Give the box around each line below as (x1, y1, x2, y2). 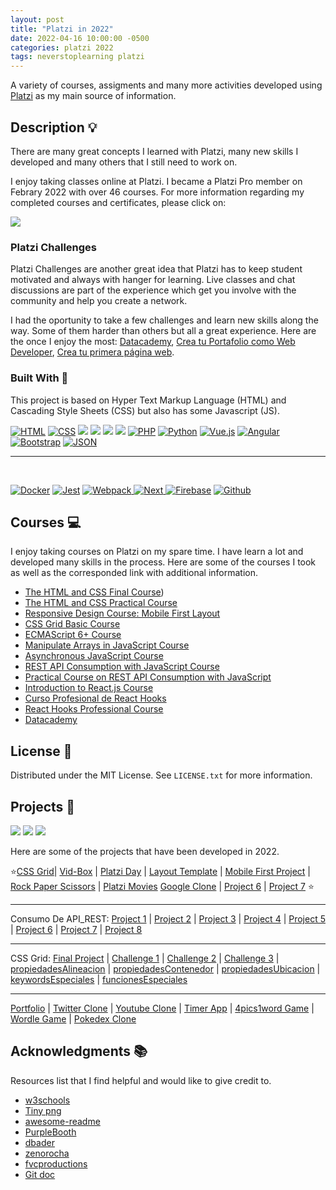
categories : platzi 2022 (10, 42, 114, 53)
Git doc (24, 1168, 56, 1180)
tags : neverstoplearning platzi (10, 52, 145, 62)
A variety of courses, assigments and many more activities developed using (10, 79, 323, 91)
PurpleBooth (24, 1126, 77, 1138)
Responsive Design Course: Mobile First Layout (24, 607, 221, 620)
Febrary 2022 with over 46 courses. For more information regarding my (10, 186, 305, 198)
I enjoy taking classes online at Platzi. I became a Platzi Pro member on (10, 175, 303, 187)
